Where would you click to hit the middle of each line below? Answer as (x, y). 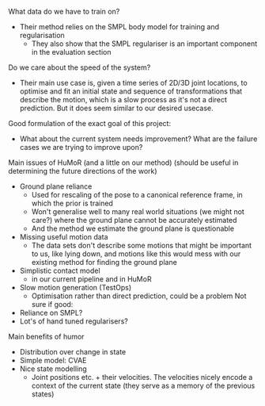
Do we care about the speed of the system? (79, 67)
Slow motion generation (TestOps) (76, 287)
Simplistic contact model (60, 270)
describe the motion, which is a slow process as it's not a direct (123, 100)
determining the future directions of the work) (83, 171)
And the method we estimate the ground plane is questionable (133, 228)
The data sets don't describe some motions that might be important (141, 245)
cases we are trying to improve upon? (81, 147)
